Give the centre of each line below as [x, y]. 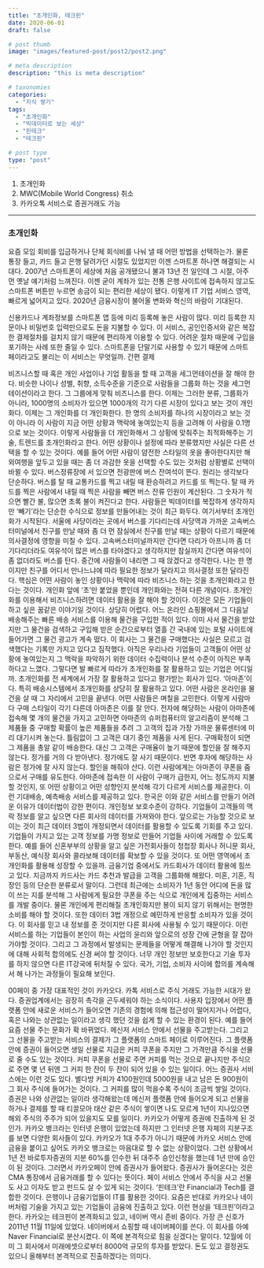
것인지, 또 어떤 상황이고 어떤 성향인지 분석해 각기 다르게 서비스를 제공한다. [129, 786]
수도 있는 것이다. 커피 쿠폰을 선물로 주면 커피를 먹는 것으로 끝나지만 [127, 1059]
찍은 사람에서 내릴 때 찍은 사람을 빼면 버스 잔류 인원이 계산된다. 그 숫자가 [134, 491]
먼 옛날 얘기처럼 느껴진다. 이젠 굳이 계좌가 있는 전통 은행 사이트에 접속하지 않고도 [132, 281]
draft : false [29, 30]
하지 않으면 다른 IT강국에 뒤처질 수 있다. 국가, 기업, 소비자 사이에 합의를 [125, 963]
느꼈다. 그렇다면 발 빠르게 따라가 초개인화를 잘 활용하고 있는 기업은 [130, 668]
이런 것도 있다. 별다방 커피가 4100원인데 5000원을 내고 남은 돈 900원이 [139, 1078]
